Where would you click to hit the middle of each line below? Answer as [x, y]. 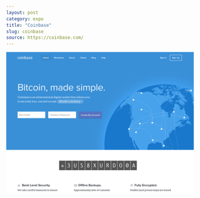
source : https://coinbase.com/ [45, 38]
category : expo [25, 19]
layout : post [22, 12]
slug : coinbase [25, 32]
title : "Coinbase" [29, 25]
